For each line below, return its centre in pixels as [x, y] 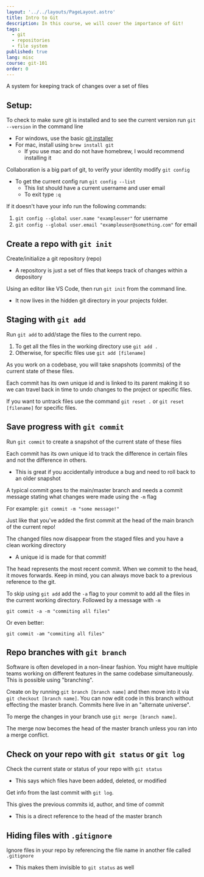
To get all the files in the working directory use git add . [86, 346]
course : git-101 [27, 63]
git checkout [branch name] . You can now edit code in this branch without [100, 698]
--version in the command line [45, 126]
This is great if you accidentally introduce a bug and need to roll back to [105, 471]
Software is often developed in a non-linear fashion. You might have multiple [102, 667]
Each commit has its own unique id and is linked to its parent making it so [98, 383]
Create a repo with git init [59, 244]
